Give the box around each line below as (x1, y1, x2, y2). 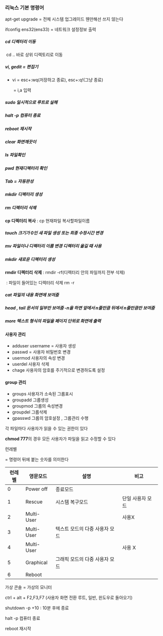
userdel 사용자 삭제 (12, 361, 49, 367)
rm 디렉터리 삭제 (5, 205, 36, 210)
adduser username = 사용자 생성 (12, 343, 76, 349)
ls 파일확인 (5, 152, 26, 158)
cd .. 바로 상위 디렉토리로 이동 (6, 52, 63, 58)
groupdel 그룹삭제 (12, 409, 48, 415)
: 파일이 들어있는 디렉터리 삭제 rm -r (6, 279, 75, 285)
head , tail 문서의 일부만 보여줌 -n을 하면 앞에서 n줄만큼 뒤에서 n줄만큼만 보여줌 (5, 305, 155, 310)
